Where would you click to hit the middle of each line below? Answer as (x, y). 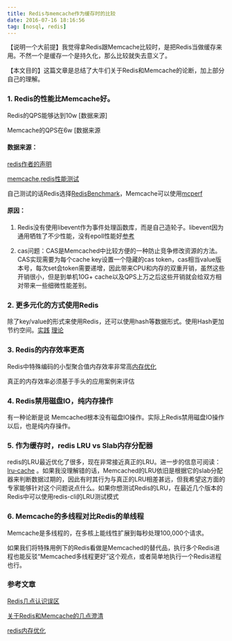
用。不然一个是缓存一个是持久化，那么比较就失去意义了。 (89, 55)
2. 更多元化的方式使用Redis (53, 305)
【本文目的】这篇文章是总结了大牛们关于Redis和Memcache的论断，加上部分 (116, 71)
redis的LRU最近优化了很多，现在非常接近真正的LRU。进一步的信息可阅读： (114, 462)
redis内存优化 (27, 630)
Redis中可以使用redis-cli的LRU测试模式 (63, 497)
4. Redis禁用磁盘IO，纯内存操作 (60, 401)
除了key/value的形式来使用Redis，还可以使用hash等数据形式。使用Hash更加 (116, 322)
